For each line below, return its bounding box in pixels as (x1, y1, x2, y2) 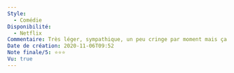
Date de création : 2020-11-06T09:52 (7, 42, 114, 49)
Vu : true (7, 56, 33, 63)
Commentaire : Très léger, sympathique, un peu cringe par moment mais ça (7, 36, 228, 43)
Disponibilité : (7, 23, 52, 30)
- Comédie (13, 17, 42, 24)
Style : (7, 10, 27, 17)
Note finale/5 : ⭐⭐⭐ (7, 49, 66, 56)
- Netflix (13, 29, 42, 37)
